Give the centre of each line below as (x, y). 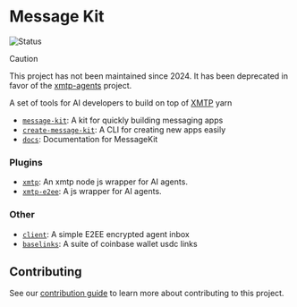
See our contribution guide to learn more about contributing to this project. (147, 294)
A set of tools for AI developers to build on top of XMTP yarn (121, 102)
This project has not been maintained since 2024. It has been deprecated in (149, 76)
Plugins (26, 162)
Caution (24, 58)
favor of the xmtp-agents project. (71, 85)
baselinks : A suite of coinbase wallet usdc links (110, 243)
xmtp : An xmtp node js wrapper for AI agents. (105, 182)
